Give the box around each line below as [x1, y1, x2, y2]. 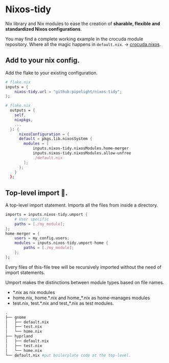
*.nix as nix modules [12, 289, 55, 295]
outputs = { [10, 108, 36, 113]
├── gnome [5, 314, 27, 320]
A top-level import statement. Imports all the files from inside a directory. [5, 202, 158, 208]
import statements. [5, 269, 45, 276]
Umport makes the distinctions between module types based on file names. [5, 279, 164, 285]
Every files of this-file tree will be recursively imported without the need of [5, 264, 162, 270]
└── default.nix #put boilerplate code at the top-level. [5, 353, 131, 358]
